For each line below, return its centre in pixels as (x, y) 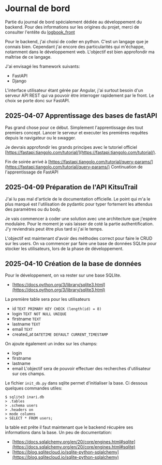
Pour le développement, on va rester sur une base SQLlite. (63, 275)
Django (19, 81)
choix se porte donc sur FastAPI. (37, 100)
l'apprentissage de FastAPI (32, 172)
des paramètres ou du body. (33, 209)
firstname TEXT (26, 319)
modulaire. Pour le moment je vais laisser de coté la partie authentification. (79, 224)
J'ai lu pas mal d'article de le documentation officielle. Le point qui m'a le (78, 199)
